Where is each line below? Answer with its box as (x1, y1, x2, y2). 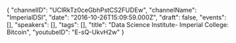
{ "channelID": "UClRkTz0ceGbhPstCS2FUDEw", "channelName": (6, 6, 197, 14)
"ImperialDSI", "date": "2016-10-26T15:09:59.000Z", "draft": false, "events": (6, 13, 227, 21)
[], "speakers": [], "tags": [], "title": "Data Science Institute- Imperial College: (6, 21, 229, 28)
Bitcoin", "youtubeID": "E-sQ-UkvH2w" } (6, 28, 124, 36)
